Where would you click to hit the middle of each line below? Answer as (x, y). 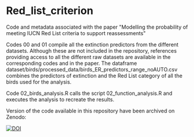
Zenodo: (16, 117)
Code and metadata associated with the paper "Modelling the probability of (97, 27)
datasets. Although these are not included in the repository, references (91, 50)
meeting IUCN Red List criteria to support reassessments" (76, 33)
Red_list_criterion (50, 11)
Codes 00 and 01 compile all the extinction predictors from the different (92, 44)
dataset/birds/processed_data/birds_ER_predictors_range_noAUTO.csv (92, 69)
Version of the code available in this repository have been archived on (90, 111)
